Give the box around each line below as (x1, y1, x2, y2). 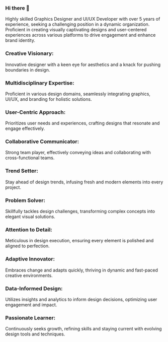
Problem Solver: (5, 196, 45, 203)
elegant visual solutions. (5, 214, 55, 220)
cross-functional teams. (5, 155, 55, 161)
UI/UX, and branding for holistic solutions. (5, 96, 92, 102)
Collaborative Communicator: (5, 138, 79, 145)
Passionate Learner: (5, 314, 56, 321)
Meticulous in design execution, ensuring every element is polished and (5, 238, 154, 244)
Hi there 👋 (5, 5, 30, 12)
